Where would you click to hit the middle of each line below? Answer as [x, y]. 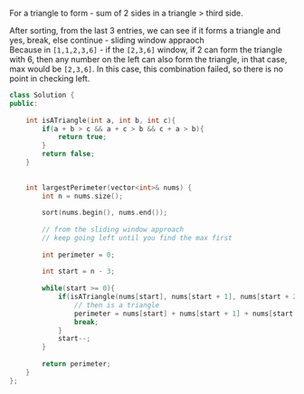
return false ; [68, 154]
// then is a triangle [117, 305]
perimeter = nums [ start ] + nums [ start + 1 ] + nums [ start [184, 314]
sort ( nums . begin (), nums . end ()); [105, 213]
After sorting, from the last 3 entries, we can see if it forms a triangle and [145, 30]
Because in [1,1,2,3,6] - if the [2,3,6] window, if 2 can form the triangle [146, 50]
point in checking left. [50, 79]
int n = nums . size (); [83, 196]
